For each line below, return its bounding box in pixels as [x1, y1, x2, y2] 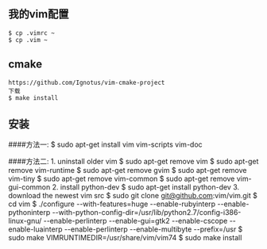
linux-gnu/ [8, 216, 42, 226]
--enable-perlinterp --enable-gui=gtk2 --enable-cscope [43, 216, 228, 226]
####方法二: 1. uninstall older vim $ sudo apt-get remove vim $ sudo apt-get [8, 157, 259, 167]
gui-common [8, 182, 51, 192]
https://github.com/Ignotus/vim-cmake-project [8, 79, 165, 86]
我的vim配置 [8, 7, 69, 21]
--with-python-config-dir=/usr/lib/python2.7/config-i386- [52, 208, 242, 217]
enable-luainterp [8, 224, 63, 234]
